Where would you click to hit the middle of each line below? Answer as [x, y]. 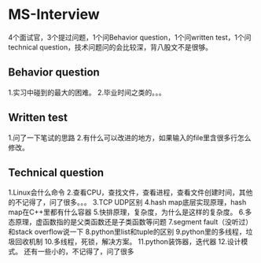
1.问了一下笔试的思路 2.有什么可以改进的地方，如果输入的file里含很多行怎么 [130, 137]
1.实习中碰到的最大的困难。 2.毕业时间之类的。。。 [87, 92]
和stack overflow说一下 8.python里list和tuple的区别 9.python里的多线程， [127, 232]
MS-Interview [54, 15]
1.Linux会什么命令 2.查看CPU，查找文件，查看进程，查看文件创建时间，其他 [130, 193]
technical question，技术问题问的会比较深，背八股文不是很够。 [110, 47]
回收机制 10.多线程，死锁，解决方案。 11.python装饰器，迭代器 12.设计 [128, 242]
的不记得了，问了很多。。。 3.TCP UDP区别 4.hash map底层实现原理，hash [127, 202]
